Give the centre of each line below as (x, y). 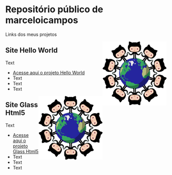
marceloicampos (42, 20)
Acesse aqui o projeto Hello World (49, 72)
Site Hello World (31, 50)
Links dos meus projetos (31, 34)
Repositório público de (54, 9)
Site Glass (22, 105)
